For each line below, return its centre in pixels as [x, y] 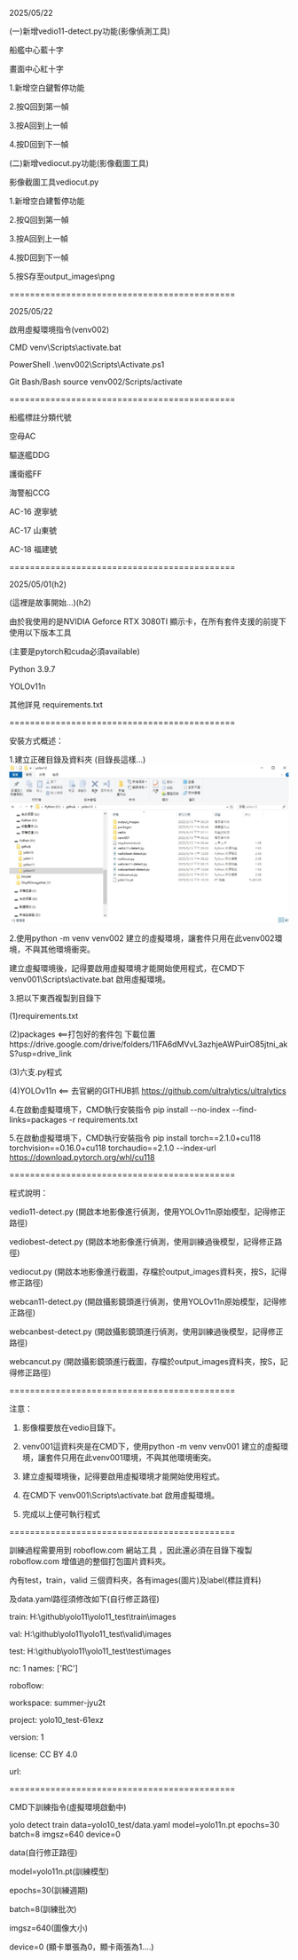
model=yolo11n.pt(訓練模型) [59, 1871]
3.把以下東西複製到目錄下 [55, 998]
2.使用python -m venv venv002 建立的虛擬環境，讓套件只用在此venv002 [142, 938]
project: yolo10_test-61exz [57, 1719]
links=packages [38, 1119]
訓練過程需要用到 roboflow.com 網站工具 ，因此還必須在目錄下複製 [131, 1550]
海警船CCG [30, 493]
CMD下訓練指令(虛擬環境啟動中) [68, 1806]
